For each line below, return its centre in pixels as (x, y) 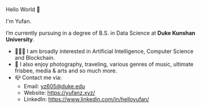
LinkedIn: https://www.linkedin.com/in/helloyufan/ (86, 99)
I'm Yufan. (19, 21)
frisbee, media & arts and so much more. (66, 71)
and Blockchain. (35, 58)
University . (20, 39)
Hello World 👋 (23, 9)
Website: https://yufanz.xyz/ (59, 93)
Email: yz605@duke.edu (54, 86)
